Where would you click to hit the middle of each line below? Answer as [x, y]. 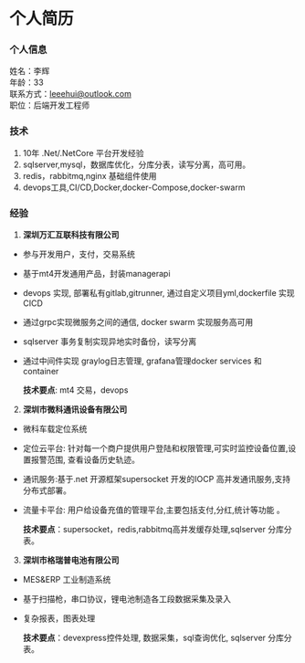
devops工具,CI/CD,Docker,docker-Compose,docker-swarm [134, 187]
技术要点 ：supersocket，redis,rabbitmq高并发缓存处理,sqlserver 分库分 [157, 530]
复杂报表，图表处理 [59, 618]
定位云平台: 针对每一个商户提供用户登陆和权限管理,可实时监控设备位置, [155, 448]
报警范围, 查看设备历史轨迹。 [85, 460]
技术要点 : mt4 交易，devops [75, 390]
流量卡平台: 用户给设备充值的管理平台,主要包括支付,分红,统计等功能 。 [153, 510]
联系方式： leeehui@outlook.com [71, 94]
